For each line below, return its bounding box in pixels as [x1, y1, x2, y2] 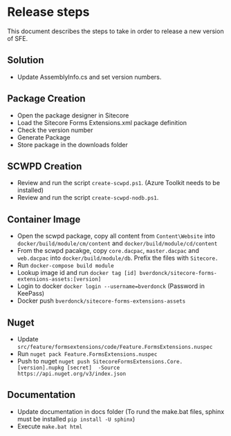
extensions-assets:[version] [17, 276, 102, 283]
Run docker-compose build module [17, 261, 114, 269]
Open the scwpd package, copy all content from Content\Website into [17, 232, 216, 240]
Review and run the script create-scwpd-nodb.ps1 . [17, 193, 159, 202]
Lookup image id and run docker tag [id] [17, 269, 137, 277]
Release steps [7, 4, 90, 20]
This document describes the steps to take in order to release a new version [7, 27, 224, 35]
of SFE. [7, 34, 28, 42]
